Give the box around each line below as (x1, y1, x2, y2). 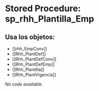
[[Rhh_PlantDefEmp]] (12, 62, 55, 67)
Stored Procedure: (5, 3, 81, 14)
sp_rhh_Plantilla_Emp (5, 13, 94, 24)
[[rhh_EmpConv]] (12, 46, 47, 51)
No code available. (5, 81, 43, 87)
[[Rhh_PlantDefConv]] (12, 56, 57, 62)
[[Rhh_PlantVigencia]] (12, 72, 56, 77)
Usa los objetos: (5, 33, 55, 41)
